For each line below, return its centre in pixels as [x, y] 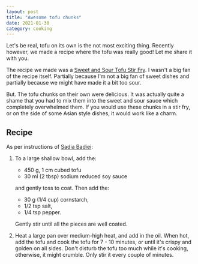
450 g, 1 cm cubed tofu [52, 170]
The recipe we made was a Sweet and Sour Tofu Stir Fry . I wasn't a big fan [98, 70]
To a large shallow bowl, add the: [56, 158]
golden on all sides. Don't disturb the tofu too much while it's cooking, [101, 248]
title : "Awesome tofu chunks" [44, 17]
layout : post [22, 12]
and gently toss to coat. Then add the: [62, 188]
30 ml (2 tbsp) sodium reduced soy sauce [76, 176]
